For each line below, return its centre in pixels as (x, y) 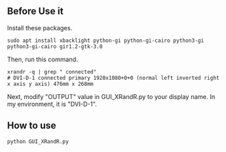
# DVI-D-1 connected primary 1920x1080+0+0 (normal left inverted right (113, 78)
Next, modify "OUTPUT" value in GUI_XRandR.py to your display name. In (111, 96)
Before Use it (35, 11)
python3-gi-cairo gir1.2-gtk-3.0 (55, 46)
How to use (32, 126)
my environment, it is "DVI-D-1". (52, 104)
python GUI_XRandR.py (38, 141)
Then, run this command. (43, 59)
